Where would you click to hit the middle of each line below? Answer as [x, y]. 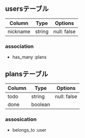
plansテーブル [27, 74]
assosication [21, 119]
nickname [19, 31]
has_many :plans [29, 57]
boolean [41, 104]
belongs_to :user [29, 130]
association [20, 46]
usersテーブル [27, 9]
